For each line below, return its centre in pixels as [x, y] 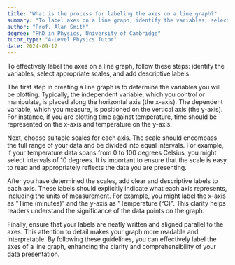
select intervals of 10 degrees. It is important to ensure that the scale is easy [117, 160]
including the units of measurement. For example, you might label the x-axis [116, 196]
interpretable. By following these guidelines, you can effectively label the [112, 239]
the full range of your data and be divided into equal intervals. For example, [115, 145]
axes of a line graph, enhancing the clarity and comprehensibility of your [112, 246]
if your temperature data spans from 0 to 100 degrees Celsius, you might [112, 152]
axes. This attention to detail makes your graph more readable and [103, 232]
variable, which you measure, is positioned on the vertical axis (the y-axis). [115, 109]
